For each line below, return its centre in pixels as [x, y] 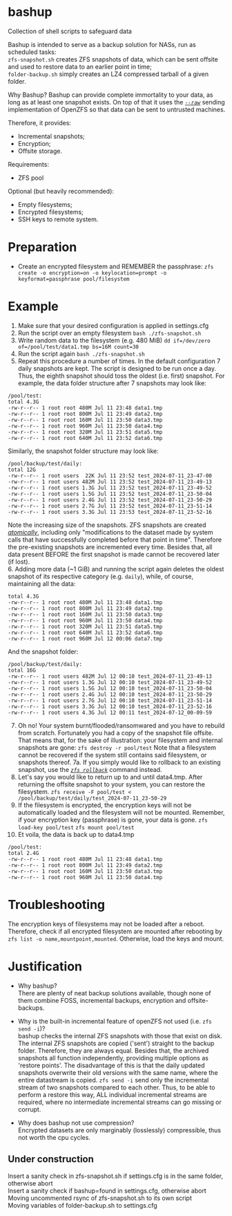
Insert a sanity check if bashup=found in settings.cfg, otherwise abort [107, 1190]
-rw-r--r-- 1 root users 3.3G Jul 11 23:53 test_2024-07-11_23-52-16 [110, 512]
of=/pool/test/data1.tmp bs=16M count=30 [78, 347]
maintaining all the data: [42, 583]
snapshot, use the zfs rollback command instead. [90, 769]
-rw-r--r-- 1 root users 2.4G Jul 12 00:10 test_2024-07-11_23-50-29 [110, 694]
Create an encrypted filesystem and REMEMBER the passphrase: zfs [116, 266]
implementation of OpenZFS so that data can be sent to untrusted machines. [117, 109]
